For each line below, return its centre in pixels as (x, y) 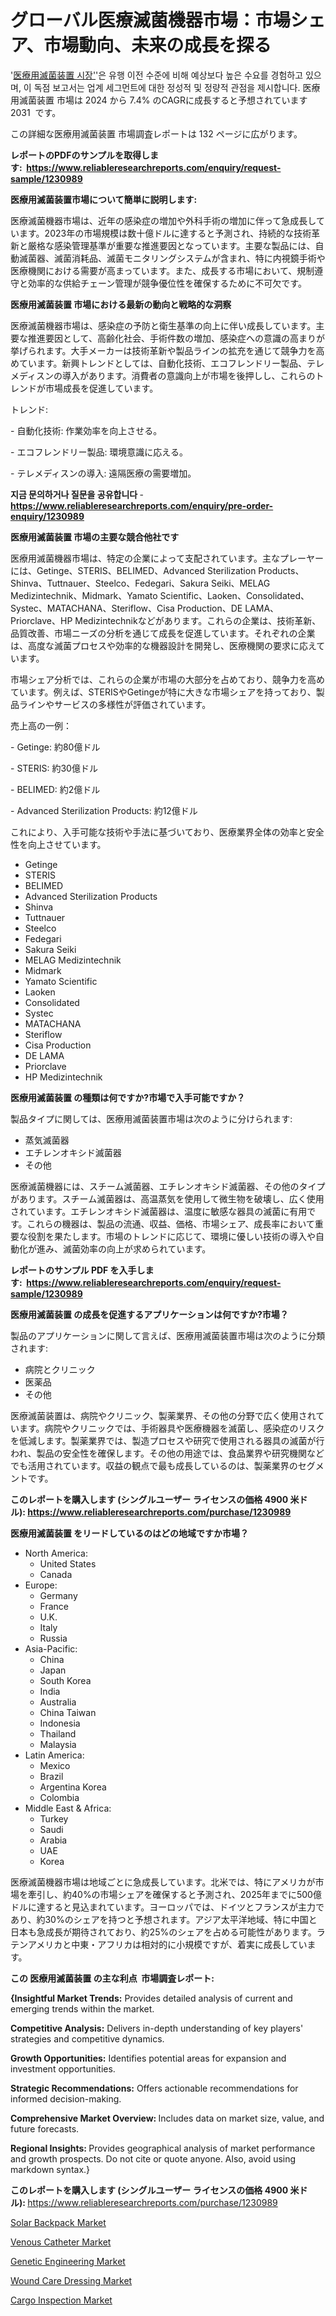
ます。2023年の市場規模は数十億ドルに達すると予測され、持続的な (156, 233)
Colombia (59, 1797)
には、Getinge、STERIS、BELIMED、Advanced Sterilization (133, 570)
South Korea (65, 1680)
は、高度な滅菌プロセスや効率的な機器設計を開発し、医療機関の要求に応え (163, 645)
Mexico (55, 1765)
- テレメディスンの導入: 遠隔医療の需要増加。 (103, 473)
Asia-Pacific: (51, 1648)
